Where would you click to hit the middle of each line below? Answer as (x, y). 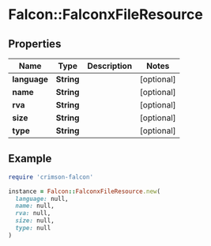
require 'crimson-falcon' (51, 177)
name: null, (35, 206)
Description (109, 66)
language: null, (42, 199)
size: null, (35, 221)
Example (30, 159)
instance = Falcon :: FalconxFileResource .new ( (84, 191)
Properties (35, 44)
